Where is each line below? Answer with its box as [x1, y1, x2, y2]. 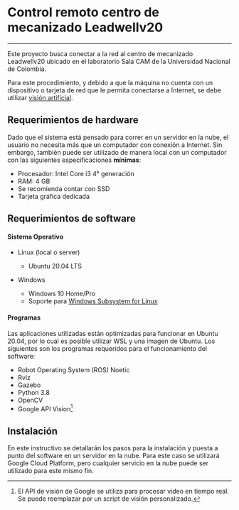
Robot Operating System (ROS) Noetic [17, 365, 130, 374]
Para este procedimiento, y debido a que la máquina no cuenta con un [7, 78, 213, 87]
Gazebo [17, 381, 41, 389]
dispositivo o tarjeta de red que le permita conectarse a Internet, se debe [7, 86, 222, 94]
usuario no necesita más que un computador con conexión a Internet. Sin [7, 140, 223, 149]
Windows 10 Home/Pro [28, 289, 96, 298]
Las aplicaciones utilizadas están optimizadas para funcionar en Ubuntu [7, 329, 218, 337]
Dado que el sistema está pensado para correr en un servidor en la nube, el [7, 133, 229, 141]
